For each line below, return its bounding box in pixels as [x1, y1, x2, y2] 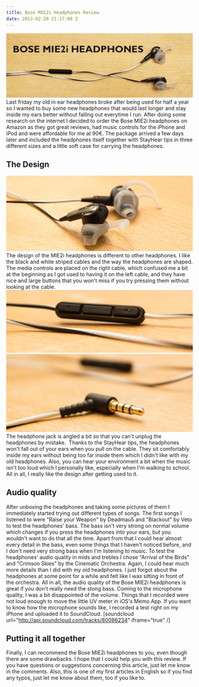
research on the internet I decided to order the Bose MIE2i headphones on [6, 117, 188, 124]
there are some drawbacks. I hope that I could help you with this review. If [6, 656, 187, 663]
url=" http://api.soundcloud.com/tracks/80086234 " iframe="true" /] [6, 616, 171, 624]
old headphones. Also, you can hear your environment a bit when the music [6, 457, 191, 465]
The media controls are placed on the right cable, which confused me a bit [6, 265, 188, 272]
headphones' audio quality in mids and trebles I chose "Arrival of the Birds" [6, 553, 190, 560]
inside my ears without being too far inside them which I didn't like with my [6, 451, 188, 459]
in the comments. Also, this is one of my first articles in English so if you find [6, 668, 192, 675]
